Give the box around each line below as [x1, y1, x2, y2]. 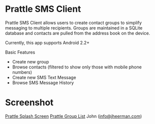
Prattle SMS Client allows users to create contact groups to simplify [5, 20, 142, 26]
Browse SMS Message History [12, 80, 74, 86]
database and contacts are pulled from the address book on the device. [5, 30, 151, 36]
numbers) [12, 69, 32, 75]
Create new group [12, 59, 49, 64]
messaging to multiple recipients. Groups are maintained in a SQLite [5, 25, 143, 31]
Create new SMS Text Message [12, 74, 76, 80]
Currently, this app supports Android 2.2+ [5, 39, 90, 45]
